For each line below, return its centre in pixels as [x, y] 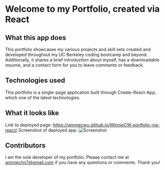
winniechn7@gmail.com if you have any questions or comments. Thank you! [83, 163]
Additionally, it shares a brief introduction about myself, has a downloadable [82, 60]
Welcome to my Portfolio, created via [82, 9]
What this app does [36, 38]
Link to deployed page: [28, 125]
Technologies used [35, 80]
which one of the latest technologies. [43, 97]
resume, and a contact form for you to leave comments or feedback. [75, 65]
